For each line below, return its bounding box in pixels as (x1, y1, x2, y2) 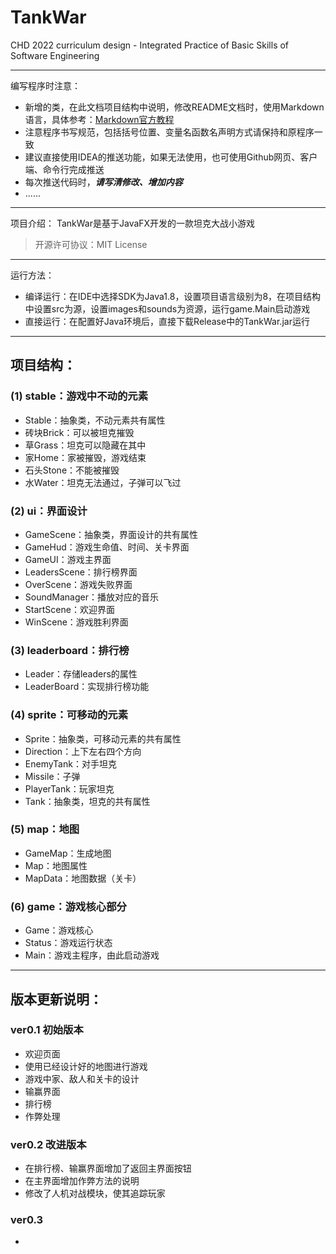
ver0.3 (10, 1213, 44, 1227)
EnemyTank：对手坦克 (24, 757, 117, 770)
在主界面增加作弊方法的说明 (24, 1175, 140, 1187)
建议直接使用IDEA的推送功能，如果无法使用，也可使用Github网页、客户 (24, 151, 318, 163)
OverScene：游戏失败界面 (24, 578, 133, 590)
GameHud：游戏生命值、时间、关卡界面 (24, 541, 190, 553)
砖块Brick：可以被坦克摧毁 (24, 426, 135, 438)
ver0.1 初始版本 (10, 1023, 84, 1037)
